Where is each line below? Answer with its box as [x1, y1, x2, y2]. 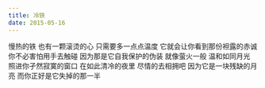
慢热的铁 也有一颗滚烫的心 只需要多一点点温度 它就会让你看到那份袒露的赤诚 [8, 41, 258, 51]
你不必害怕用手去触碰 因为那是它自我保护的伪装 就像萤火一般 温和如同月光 [8, 51, 251, 60]
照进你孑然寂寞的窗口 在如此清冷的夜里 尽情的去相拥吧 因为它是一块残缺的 [8, 60, 251, 71]
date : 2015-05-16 [8, 19, 66, 27]
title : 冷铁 [8, 11, 45, 20]
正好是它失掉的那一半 [30, 71, 101, 80]
